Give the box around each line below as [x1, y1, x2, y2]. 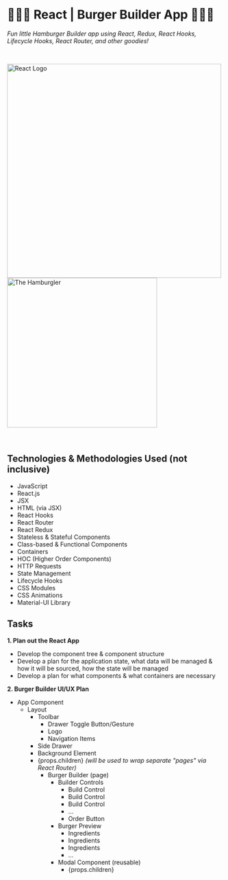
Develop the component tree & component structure [16, 649, 164, 657]
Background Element [37, 749, 97, 757]
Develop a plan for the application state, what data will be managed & [16, 657, 213, 665]
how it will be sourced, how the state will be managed [16, 664, 169, 672]
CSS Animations [16, 591, 63, 599]
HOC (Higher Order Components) [16, 555, 112, 563]
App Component [16, 698, 64, 706]
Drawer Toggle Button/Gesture [47, 720, 135, 728]
